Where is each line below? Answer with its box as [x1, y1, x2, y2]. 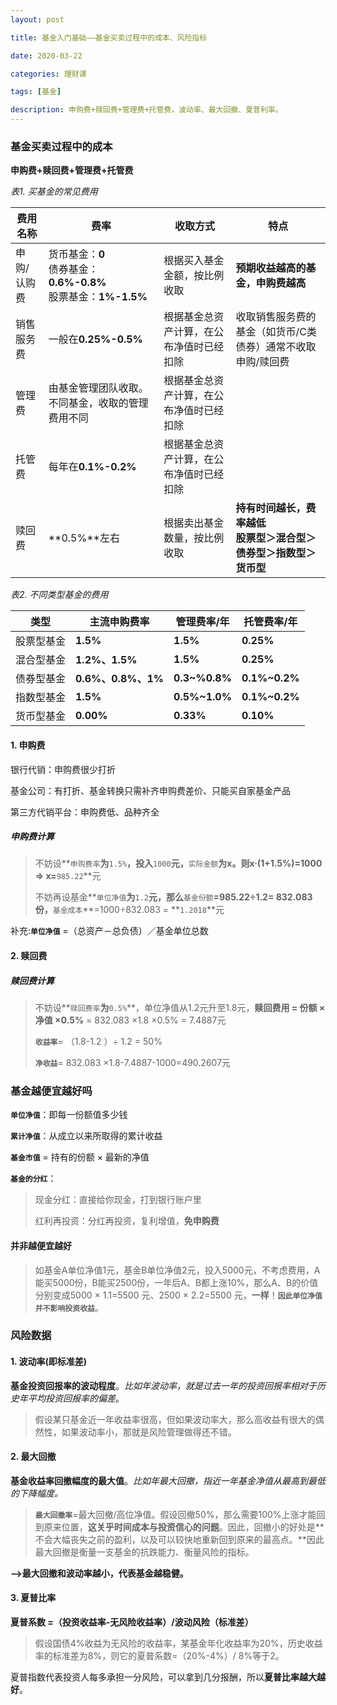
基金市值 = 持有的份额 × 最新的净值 [10, 1151, 150, 1163]
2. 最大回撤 [10, 1451, 57, 1463]
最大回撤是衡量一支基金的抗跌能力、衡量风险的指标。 [34, 1546, 255, 1558]
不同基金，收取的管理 [48, 396, 149, 410]
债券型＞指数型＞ [235, 546, 317, 560]
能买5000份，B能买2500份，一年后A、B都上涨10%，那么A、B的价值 [34, 1276, 319, 1288]
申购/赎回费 [235, 355, 290, 369]
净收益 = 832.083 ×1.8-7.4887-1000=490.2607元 [34, 1057, 232, 1069]
